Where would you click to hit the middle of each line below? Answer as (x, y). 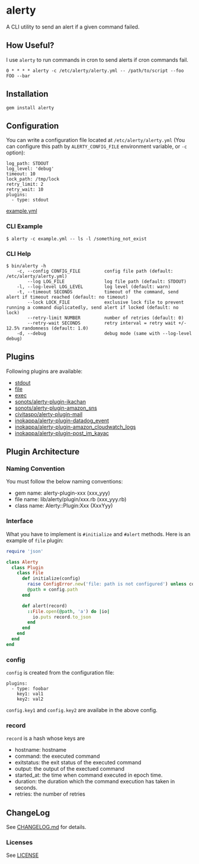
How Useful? (30, 45)
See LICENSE (23, 855)
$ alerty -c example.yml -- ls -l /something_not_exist (76, 239)
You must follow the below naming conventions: (65, 482)
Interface (20, 521)
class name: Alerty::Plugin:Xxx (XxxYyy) (64, 506)
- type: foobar (30, 689)
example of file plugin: (35, 540)
